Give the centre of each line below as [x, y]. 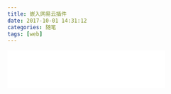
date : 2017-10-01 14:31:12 [47, 21]
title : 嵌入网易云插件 [37, 14]
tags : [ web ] [25, 34]
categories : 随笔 [32, 27]
